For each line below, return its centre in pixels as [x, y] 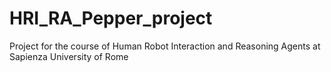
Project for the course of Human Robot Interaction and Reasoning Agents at [165, 46]
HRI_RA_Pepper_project [111, 18]
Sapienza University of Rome [69, 56]
